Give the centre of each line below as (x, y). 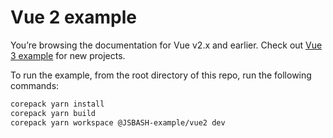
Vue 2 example (73, 17)
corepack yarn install (57, 104)
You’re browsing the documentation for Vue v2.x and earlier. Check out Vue (166, 45)
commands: (35, 85)
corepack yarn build (53, 113)
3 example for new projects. (68, 55)
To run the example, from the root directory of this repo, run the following (161, 75)
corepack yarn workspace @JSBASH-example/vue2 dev (118, 122)
